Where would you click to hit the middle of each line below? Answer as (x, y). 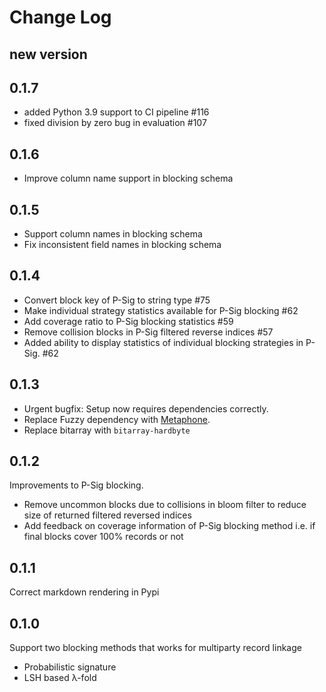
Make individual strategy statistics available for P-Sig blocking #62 (161, 310)
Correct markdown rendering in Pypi (84, 592)
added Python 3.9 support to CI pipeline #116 (116, 112)
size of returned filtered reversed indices (107, 515)
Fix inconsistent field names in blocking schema (122, 245)
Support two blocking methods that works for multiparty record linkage (155, 648)
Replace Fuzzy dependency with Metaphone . (117, 419)
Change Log (60, 17)
